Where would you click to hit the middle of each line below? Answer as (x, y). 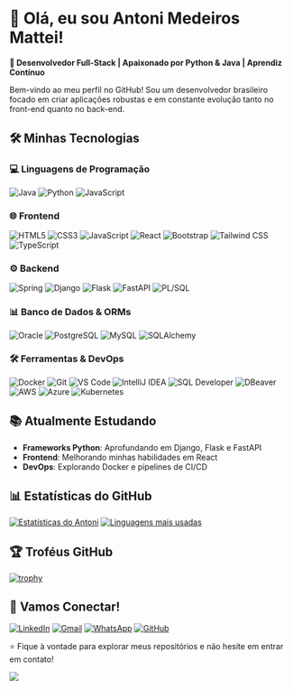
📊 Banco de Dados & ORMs (70, 312)
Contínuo (27, 72)
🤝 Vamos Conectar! (65, 606)
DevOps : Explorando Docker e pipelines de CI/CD (115, 466)
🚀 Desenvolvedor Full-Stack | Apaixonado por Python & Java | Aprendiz (146, 62)
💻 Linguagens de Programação (80, 169)
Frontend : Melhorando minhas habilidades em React (120, 457)
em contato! (32, 659)
